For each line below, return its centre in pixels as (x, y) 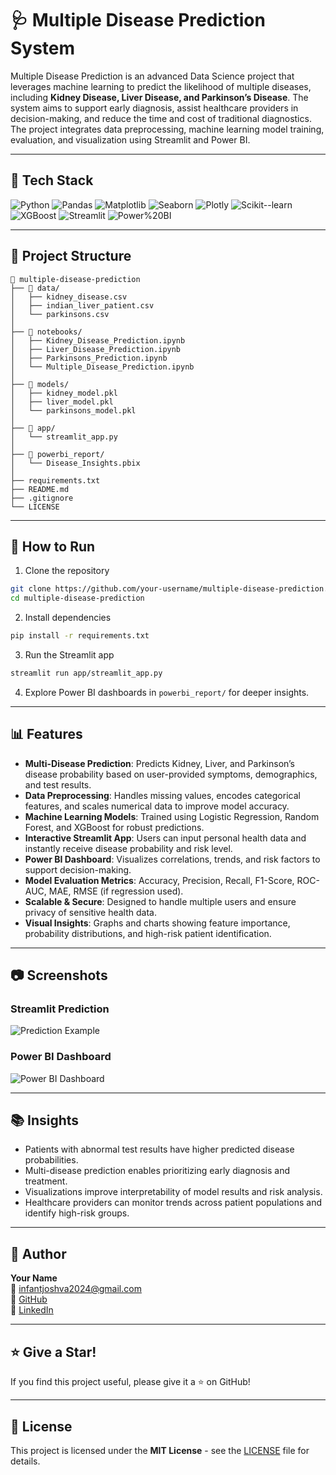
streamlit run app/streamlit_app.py (86, 673)
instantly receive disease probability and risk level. (128, 848)
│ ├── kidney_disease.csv (69, 297)
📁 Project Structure (71, 256)
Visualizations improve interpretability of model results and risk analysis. (173, 1192)
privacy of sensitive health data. (90, 912)
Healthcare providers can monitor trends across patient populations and (173, 1203)
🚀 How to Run (53, 546)
